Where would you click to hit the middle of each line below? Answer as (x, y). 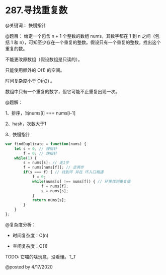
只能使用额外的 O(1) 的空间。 (35, 70)
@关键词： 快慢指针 (26, 25)
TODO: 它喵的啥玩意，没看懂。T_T (41, 257)
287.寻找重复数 (36, 10)
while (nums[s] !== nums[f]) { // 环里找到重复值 (81, 181)
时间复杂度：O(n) (30, 235)
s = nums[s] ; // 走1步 (46, 163)
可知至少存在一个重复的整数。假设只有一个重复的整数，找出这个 (95, 42)
